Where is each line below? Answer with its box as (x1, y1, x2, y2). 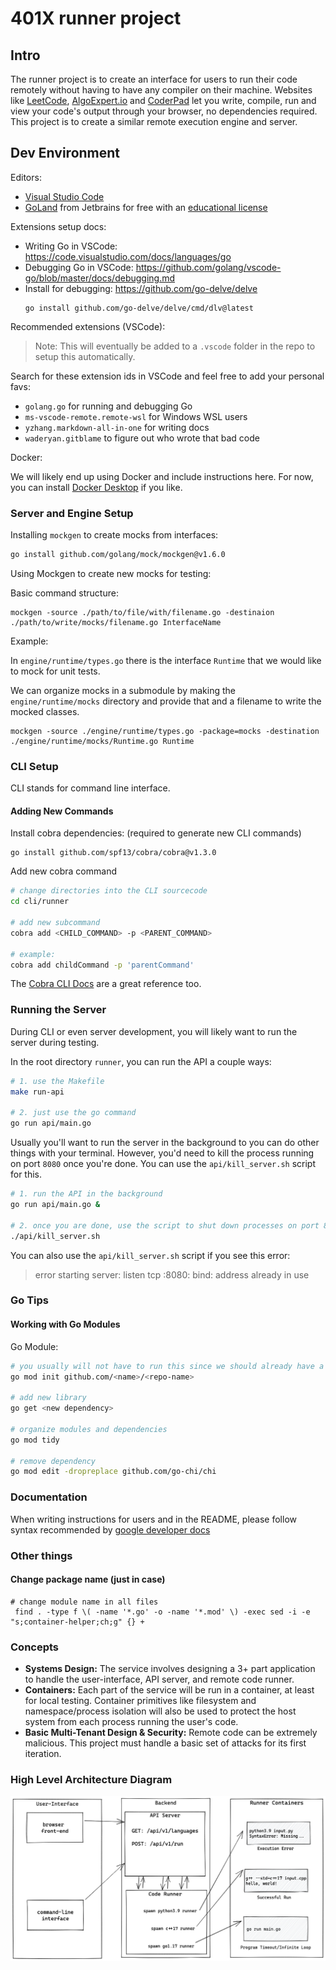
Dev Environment (10, 145, 121, 162)
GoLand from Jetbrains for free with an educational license (24, 201, 268, 213)
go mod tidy (10, 1435, 60, 1445)
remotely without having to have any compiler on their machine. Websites (10, 84, 313, 96)
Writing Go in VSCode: (24, 240, 118, 252)
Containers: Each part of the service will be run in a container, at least (24, 1684, 315, 1696)
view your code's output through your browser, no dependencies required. (10, 105, 318, 117)
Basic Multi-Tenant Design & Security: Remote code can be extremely (24, 1727, 318, 1738)
